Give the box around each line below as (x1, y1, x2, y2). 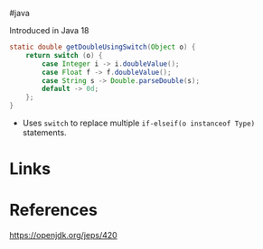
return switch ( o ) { (25, 51, 103, 60)
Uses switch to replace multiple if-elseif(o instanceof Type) (22, 117, 256, 128)
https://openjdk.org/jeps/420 (9, 230, 117, 241)
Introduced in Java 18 (9, 25, 89, 35)
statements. (22, 127, 67, 138)
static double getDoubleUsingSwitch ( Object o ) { (9, 42, 196, 51)
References (9, 200, 98, 220)
